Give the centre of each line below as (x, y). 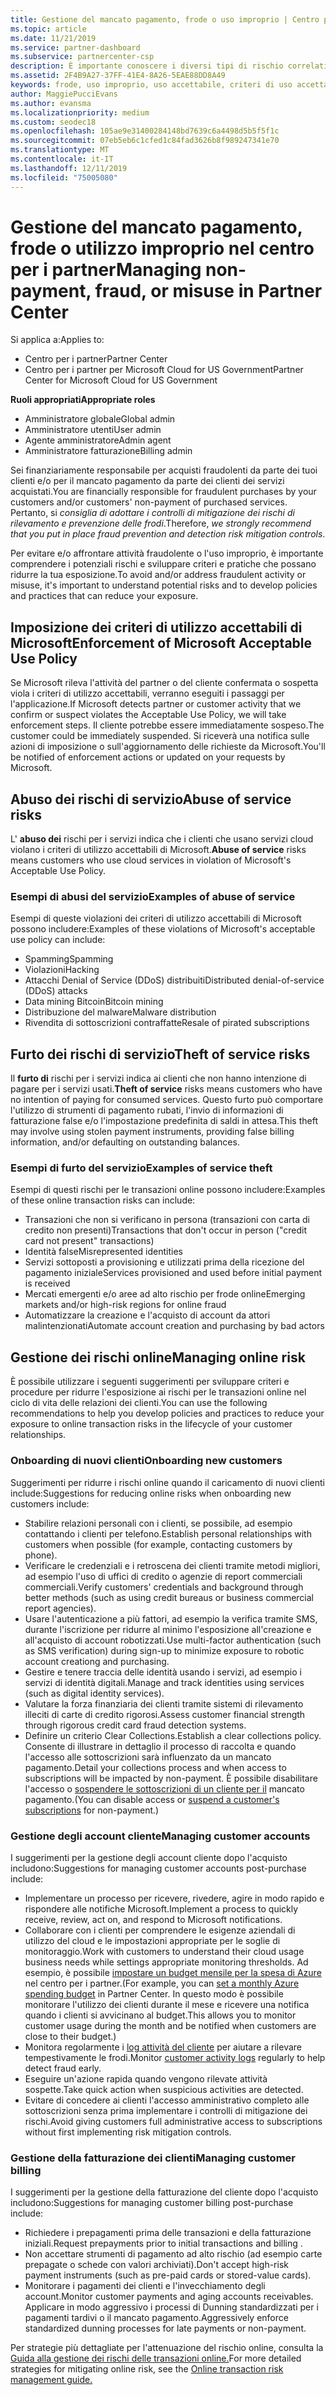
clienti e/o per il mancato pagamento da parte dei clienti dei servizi (147, 481)
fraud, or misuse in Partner (208, 290)
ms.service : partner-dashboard (75, 47)
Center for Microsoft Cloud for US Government (121, 380)
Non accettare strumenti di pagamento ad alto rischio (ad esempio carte (173, 2254)
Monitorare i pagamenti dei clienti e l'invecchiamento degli (145, 2286)
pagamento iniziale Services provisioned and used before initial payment (173, 1273)
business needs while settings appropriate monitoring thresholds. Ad (166, 1962)
